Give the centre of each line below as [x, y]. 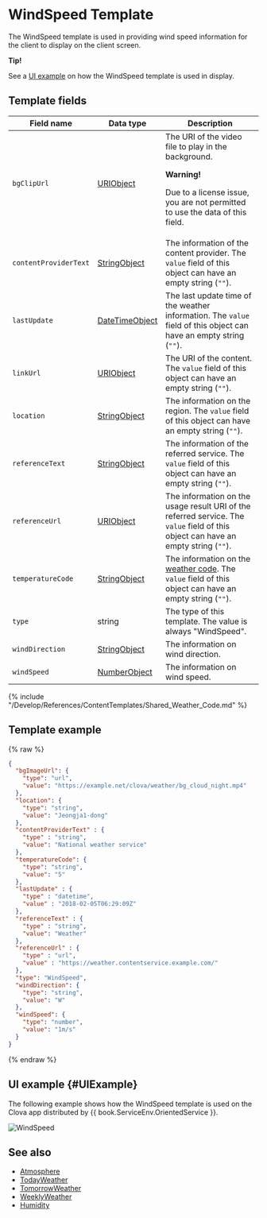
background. [189, 157]
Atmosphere [40, 1172]
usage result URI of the [208, 506]
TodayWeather [44, 1180]
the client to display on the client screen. [75, 44]
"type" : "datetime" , [58, 897]
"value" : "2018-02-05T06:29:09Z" [79, 904]
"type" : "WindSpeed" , [51, 978]
